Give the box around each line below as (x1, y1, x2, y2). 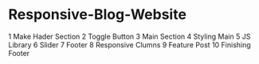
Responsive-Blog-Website (8, 6, 187, 24)
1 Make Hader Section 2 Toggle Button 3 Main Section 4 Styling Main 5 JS (8, 32, 251, 41)
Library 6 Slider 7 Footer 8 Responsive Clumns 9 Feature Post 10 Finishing (8, 40, 251, 49)
